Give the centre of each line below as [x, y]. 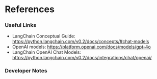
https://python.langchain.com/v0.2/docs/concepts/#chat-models [81, 42]
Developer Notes [26, 71]
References [30, 9]
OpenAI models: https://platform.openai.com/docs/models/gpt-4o [81, 47]
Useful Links [21, 25]
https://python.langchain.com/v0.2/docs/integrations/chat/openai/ [82, 58]
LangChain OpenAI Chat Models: [46, 52]
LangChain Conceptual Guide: [44, 36]
